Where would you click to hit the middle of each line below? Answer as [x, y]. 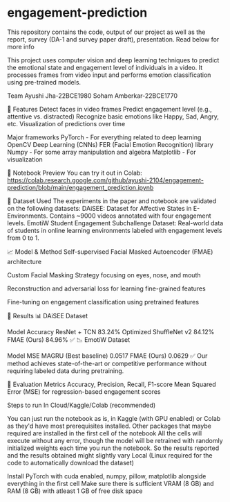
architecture [25, 261]
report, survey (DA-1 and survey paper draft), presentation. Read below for [113, 39]
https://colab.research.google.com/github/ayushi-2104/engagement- [105, 180]
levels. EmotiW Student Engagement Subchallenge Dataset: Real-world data [115, 223]
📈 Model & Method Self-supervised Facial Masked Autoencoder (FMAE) [110, 252]
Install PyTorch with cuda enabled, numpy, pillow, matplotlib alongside [107, 476]
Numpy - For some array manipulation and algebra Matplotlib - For [102, 152]
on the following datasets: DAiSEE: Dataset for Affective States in [99, 208]
